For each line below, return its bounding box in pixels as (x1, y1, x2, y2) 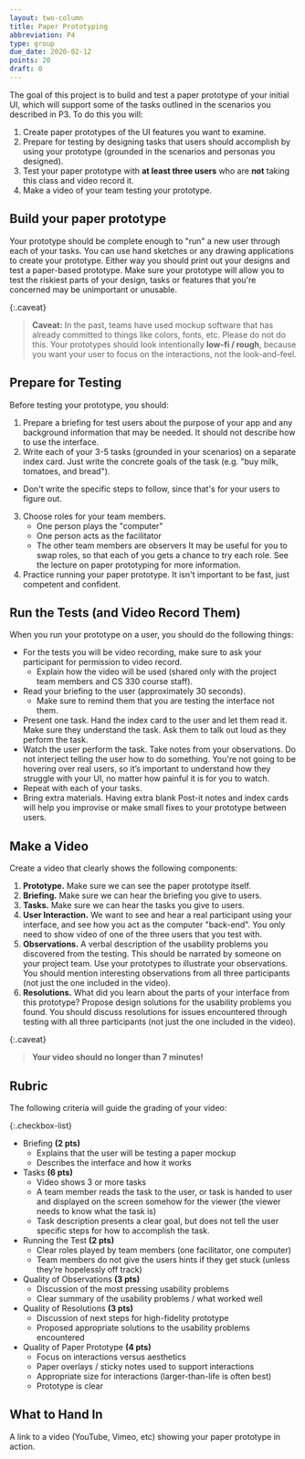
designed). (22, 155, 64, 166)
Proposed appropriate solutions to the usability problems (36, 1322, 251, 1333)
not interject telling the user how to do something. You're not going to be (22, 754, 297, 765)
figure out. (22, 492, 62, 503)
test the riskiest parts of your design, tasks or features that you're (9, 274, 257, 285)
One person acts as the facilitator (36, 530, 163, 541)
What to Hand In (9, 1407, 103, 1422)
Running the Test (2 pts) (22, 1234, 115, 1245)
